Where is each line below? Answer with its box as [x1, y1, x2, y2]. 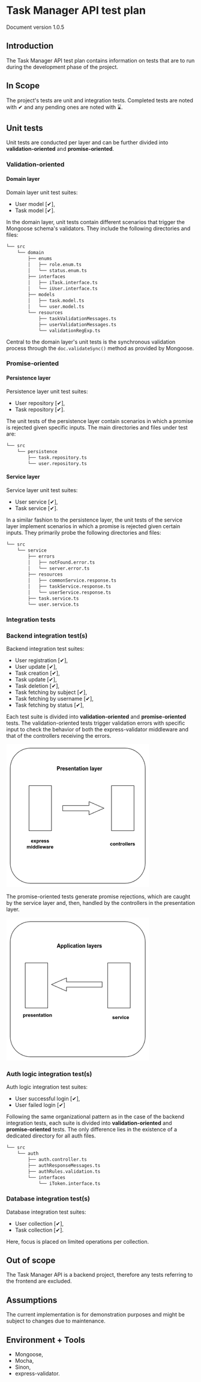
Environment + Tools [6, 1335, 85, 1345]
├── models [28, 291, 55, 297]
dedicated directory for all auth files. [6, 1132, 96, 1139]
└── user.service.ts [28, 601, 79, 607]
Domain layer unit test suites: [6, 189, 78, 196]
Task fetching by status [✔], [14, 701, 84, 709]
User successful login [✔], [14, 1095, 80, 1103]
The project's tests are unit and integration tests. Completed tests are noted [6, 97, 194, 104]
